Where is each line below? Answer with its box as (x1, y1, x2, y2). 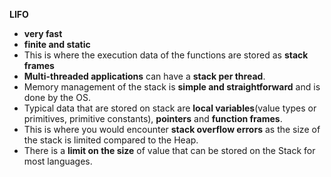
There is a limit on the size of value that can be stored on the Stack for (23, 145, 316, 156)
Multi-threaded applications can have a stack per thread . (23, 70, 266, 82)
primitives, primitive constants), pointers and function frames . (23, 113, 283, 124)
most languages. (23, 155, 93, 167)
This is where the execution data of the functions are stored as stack (23, 49, 309, 61)
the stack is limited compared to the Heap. (23, 134, 199, 146)
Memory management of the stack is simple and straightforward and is (23, 81, 321, 93)
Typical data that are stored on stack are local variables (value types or (23, 102, 317, 114)
